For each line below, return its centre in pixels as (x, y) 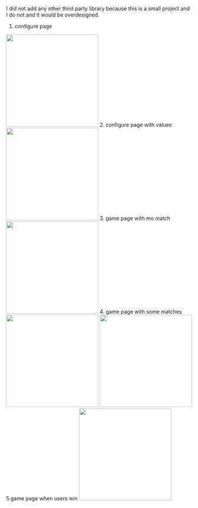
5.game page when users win (42, 498)
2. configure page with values (136, 125)
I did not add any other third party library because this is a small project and (98, 9)
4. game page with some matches (141, 312)
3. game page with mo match (135, 218)
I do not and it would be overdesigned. (53, 15)
